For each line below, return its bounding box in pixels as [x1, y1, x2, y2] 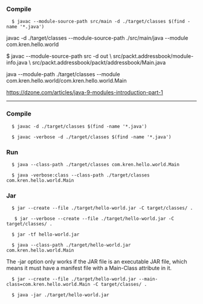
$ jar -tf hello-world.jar [11, 231, 80, 238]
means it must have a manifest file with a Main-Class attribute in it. [6, 265, 172, 272]
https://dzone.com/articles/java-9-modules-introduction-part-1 [6, 89, 163, 96]
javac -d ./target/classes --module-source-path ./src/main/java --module [6, 34, 188, 42]
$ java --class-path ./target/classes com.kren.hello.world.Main [11, 161, 180, 167]
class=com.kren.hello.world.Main [6, 282, 91, 288]
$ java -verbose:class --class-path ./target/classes [11, 172, 150, 178]
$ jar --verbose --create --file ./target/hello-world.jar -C [14, 216, 174, 222]
